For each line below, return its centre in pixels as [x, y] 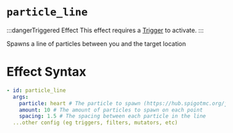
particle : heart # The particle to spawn [80, 103]
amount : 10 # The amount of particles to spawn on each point [111, 110]
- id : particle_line [37, 90]
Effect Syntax [47, 72]
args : [21, 97]
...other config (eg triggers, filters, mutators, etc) [95, 123]
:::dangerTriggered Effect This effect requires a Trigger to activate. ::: [105, 30]
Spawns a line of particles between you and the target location [96, 43]
